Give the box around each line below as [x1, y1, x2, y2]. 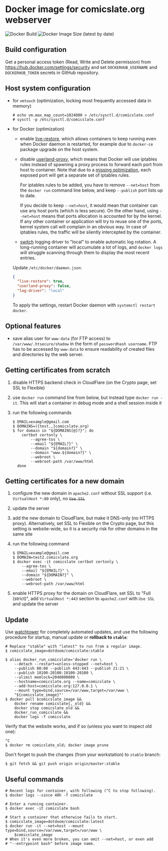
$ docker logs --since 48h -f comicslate [5, 793, 93, 798]
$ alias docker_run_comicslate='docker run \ [5, 657, 102, 662]
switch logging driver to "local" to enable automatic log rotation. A [20, 239, 156, 245]
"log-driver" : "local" [17, 288, 65, 293]
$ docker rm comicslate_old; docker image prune [5, 743, 109, 748]
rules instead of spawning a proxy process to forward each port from [20, 161, 163, 167]
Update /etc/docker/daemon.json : [12, 264, 82, 270]
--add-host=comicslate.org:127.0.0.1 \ [14, 683, 98, 689]
